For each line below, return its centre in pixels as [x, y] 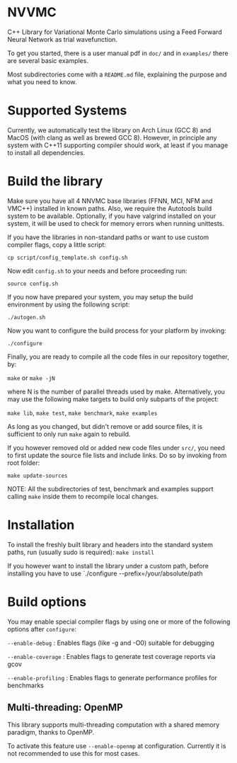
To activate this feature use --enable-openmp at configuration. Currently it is [117, 746]
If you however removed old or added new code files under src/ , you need [116, 447]
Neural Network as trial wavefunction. [63, 39]
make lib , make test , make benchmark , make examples [82, 413]
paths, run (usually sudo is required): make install [81, 552]
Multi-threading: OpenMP [65, 707]
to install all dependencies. [46, 152]
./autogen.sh [27, 317]
